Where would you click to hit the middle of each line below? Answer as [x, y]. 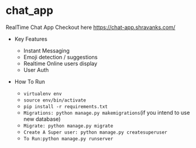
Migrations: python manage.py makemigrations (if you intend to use [106, 112]
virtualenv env [42, 94]
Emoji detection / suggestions [60, 57]
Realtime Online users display [60, 63]
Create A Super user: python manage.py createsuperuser [95, 132]
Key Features [31, 39]
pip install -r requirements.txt [66, 106]
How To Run [30, 82]
